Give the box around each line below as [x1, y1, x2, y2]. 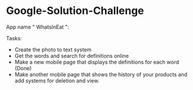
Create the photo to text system [14, 46, 92, 53]
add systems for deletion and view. [14, 77, 100, 84]
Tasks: [6, 34, 22, 41]
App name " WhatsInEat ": [6, 23, 69, 30]
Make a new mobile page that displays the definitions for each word [14, 58, 179, 65]
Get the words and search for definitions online [14, 52, 129, 59]
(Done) [14, 64, 32, 71]
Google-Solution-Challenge [6, 4, 144, 18]
